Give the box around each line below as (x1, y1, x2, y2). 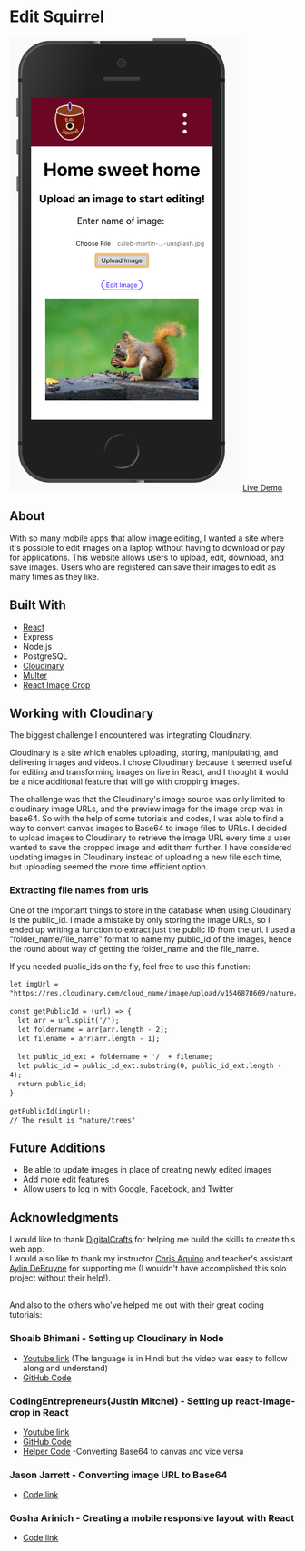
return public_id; (17, 1079, 88, 1088)
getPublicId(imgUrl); (9, 1106, 92, 1115)
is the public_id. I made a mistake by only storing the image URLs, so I (9, 914, 271, 925)
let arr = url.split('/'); (17, 1016, 120, 1025)
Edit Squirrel (9, 6, 104, 27)
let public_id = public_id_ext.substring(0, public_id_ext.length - (17, 1061, 282, 1070)
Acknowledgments (9, 1210, 120, 1225)
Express (22, 631, 54, 642)
